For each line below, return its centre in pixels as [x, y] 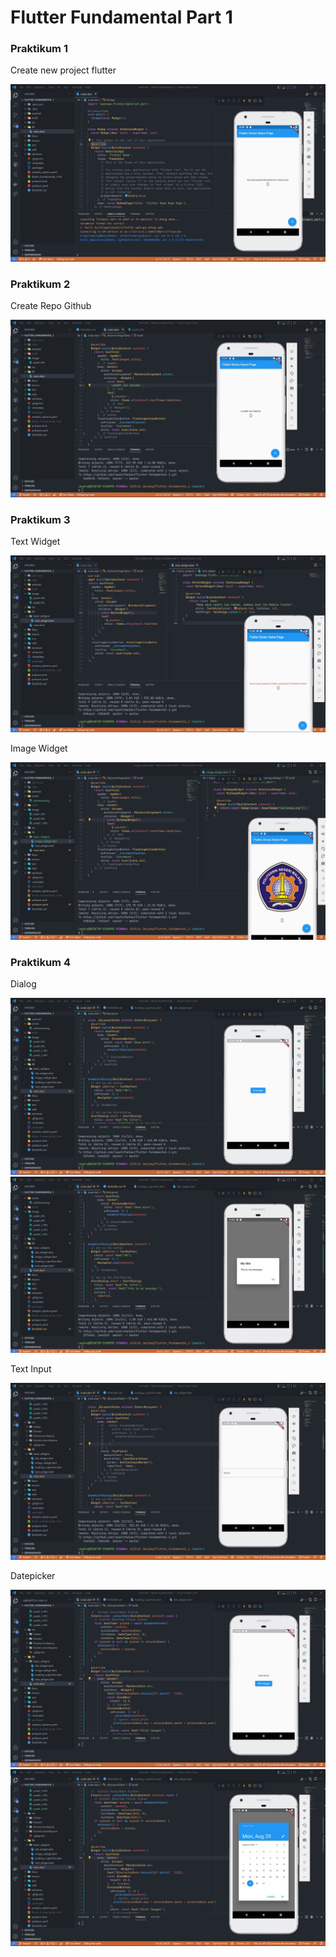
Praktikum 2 [40, 284]
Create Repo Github [51, 306]
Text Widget [35, 542]
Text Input [31, 1368]
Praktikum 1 [39, 49]
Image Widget [39, 748]
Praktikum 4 [40, 962]
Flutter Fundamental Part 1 [121, 17]
